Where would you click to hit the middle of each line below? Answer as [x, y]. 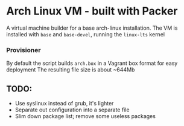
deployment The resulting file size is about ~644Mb [71, 70]
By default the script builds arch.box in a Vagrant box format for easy [92, 63]
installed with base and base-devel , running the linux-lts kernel [85, 34]
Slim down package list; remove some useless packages [85, 116]
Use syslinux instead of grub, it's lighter [64, 104]
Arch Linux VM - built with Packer [92, 11]
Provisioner [24, 50]
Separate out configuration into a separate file [72, 110]
